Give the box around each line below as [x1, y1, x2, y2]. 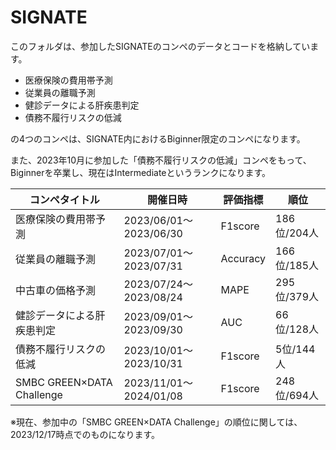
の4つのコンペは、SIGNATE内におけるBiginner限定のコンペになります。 [10, 132, 306, 145]
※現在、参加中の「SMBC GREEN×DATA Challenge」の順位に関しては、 [10, 416, 303, 428]
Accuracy [220, 251, 267, 265]
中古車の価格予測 [15, 283, 97, 297]
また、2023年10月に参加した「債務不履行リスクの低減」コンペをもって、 [10, 154, 312, 166]
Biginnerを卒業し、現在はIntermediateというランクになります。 [10, 166, 272, 178]
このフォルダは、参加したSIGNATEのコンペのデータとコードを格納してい [10, 40, 311, 52]
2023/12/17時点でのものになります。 [10, 428, 161, 440]
